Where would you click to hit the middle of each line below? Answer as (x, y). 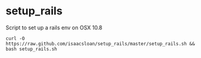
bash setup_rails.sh (32, 49)
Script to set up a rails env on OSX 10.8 (54, 28)
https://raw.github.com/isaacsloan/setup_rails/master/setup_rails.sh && (101, 44)
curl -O (15, 38)
